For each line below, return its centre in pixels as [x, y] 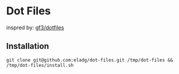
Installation [28, 46]
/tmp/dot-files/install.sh [40, 65]
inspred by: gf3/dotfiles [35, 27]
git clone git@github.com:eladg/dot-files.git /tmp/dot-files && [89, 60]
